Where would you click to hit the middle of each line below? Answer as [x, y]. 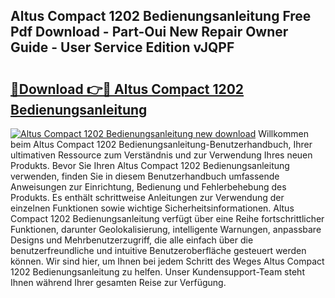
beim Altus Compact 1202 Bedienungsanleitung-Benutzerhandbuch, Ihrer [161, 144]
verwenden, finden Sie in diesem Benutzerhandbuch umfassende [145, 176]
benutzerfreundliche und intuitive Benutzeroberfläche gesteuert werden [158, 250]
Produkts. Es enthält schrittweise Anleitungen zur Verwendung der [147, 197]
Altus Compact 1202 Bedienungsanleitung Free [161, 16]
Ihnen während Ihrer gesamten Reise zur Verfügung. [118, 282]
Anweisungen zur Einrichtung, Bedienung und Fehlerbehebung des [148, 187]
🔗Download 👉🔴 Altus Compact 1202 [127, 89]
